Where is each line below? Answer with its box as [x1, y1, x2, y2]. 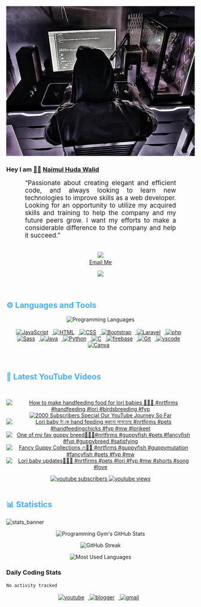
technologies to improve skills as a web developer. [25, 194, 176, 203]
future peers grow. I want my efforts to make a [25, 216, 176, 225]
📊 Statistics [6, 500, 53, 510]
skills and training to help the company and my [25, 209, 176, 218]
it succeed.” [25, 231, 61, 240]
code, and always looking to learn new [25, 186, 176, 195]
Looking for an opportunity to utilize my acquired [25, 201, 176, 210]
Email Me [89, 259, 112, 266]
